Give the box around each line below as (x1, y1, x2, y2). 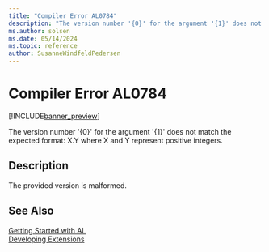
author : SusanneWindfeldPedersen (8, 49, 121, 58)
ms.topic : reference (8, 42, 78, 50)
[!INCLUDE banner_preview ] (8, 111, 101, 121)
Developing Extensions (8, 234, 85, 244)
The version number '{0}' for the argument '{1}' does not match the (8, 126, 232, 136)
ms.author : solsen (8, 27, 70, 35)
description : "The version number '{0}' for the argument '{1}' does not (8, 19, 263, 28)
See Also (8, 204, 54, 218)
